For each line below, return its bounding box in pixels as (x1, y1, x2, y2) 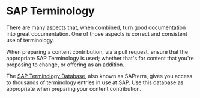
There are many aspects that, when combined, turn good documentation (6, 24, 186, 31)
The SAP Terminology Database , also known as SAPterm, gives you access (6, 72, 193, 79)
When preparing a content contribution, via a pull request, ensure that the (6, 48, 188, 55)
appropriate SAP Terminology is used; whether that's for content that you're (6, 54, 194, 62)
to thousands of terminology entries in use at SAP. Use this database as (6, 79, 184, 86)
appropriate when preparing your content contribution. (6, 85, 142, 92)
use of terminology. (6, 36, 55, 44)
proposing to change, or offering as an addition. (6, 61, 124, 68)
